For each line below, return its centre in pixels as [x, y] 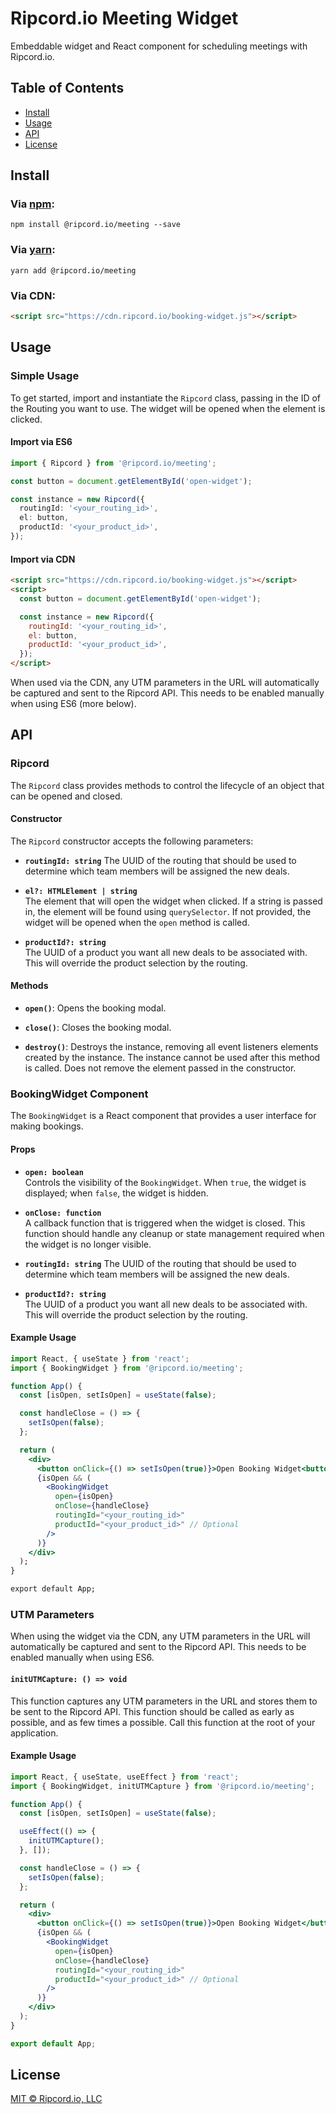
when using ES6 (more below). [73, 703]
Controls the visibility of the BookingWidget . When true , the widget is [165, 1182]
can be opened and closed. [66, 796]
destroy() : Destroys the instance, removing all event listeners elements [171, 1047]
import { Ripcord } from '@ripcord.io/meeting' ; [113, 463]
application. [34, 1733]
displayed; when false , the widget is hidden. [116, 1193]
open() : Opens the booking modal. [95, 1008]
